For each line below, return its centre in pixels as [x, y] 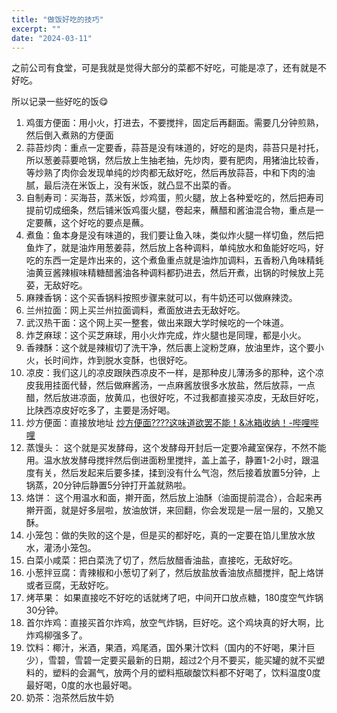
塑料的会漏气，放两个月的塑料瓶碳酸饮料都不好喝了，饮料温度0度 [186, 673]
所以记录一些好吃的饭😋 [60, 102]
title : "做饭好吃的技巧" [57, 19]
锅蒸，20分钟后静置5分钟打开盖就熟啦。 [108, 485]
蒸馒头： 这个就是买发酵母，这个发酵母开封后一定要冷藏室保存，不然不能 [176, 448]
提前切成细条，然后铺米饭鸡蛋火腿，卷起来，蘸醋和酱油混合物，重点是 [170, 210]
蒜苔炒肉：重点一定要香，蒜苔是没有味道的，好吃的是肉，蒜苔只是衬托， [174, 148]
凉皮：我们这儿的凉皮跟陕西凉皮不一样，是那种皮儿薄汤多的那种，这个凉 [174, 373]
